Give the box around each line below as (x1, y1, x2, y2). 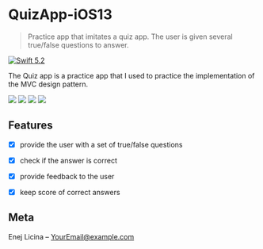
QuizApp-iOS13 (8, 6, 112, 24)
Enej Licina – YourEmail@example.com (8, 232, 135, 241)
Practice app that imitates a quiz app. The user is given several (27, 32, 233, 41)
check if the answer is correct (19, 155, 117, 165)
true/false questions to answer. (27, 40, 129, 49)
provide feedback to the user (19, 171, 115, 181)
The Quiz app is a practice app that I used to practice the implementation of (8, 71, 255, 80)
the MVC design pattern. (8, 79, 89, 89)
